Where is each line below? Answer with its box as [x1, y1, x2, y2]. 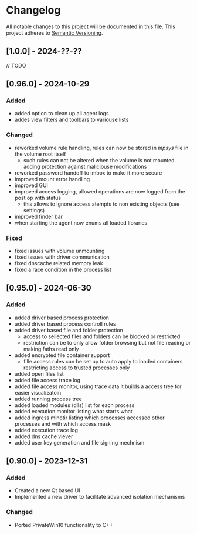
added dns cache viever [14, 433, 73, 440]
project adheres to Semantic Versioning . [6, 29, 103, 36]
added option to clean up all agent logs [14, 110, 110, 117]
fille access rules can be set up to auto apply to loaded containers [23, 358, 183, 365]
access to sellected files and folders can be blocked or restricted [23, 333, 181, 340]
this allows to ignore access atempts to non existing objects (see [23, 201, 180, 208]
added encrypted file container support [14, 351, 110, 359]
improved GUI [14, 182, 49, 189]
